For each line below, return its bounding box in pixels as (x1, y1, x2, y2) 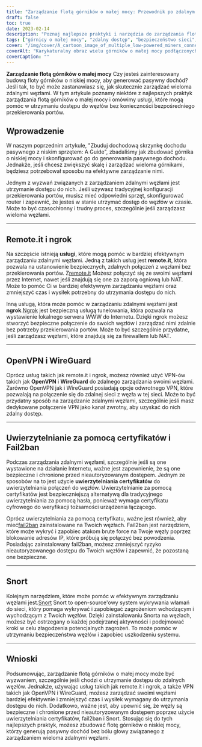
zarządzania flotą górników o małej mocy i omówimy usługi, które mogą (6, 96, 183, 103)
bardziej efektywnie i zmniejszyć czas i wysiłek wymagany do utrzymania (6, 695, 189, 702)
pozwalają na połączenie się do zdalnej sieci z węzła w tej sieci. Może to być (6, 391, 196, 398)
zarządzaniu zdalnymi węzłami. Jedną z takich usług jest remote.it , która (6, 257, 188, 264)
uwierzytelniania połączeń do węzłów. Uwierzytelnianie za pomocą (6, 484, 172, 491)
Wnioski (6, 654, 38, 664)
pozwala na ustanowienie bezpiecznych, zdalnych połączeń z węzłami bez (6, 263, 191, 270)
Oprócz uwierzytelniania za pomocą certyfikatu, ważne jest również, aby (6, 514, 186, 522)
